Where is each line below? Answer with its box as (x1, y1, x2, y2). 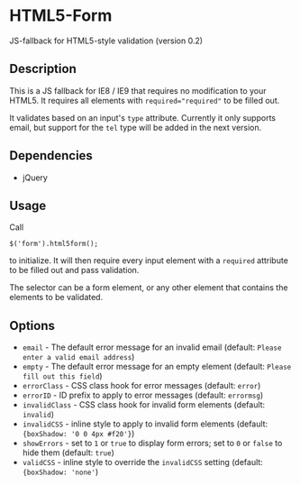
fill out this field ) (22, 371, 103, 381)
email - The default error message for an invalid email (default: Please (22, 342, 282, 352)
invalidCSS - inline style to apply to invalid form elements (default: (22, 418, 268, 429)
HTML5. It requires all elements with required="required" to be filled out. (9, 95, 280, 105)
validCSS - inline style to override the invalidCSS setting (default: (22, 457, 263, 468)
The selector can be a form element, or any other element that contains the (9, 282, 288, 293)
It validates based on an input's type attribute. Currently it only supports (9, 112, 277, 123)
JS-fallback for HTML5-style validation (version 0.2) (9, 35, 204, 46)
